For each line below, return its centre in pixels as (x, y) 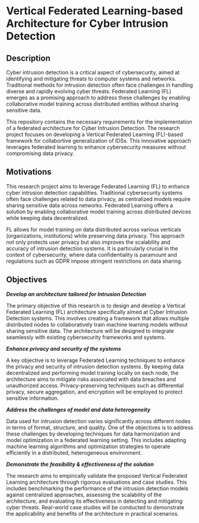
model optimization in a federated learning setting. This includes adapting (96, 440)
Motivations (29, 172)
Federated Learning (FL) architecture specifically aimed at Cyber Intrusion (97, 312)
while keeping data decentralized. (48, 218)
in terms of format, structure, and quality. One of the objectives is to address (100, 427)
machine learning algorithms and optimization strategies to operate (88, 446)
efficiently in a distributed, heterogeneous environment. (74, 452)
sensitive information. (33, 398)
